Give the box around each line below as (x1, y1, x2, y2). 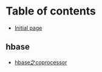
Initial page (14, 24, 42, 31)
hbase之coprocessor (14, 59, 67, 66)
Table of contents (5, 4, 97, 18)
